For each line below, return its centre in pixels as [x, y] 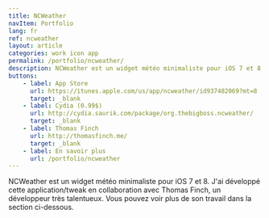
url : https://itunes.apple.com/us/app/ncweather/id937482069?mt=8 [143, 91]
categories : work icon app [54, 53]
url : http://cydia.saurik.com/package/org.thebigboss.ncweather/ [141, 114]
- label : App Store [56, 83]
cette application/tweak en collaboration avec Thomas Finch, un [115, 190]
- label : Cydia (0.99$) [63, 106]
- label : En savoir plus [64, 151]
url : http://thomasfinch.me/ [79, 136]
